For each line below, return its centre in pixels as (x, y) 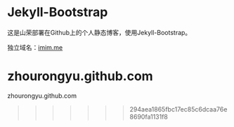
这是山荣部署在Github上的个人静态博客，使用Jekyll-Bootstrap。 (99, 32)
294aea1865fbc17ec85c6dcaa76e (178, 109)
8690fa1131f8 (149, 116)
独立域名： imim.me (35, 47)
